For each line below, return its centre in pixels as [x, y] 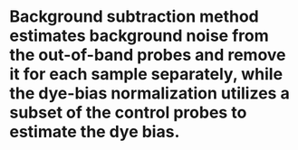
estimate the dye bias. [95, 132]
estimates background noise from [139, 36]
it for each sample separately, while [146, 75]
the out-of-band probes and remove [148, 55]
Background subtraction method [135, 17]
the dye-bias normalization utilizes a [149, 94]
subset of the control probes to [128, 112]
